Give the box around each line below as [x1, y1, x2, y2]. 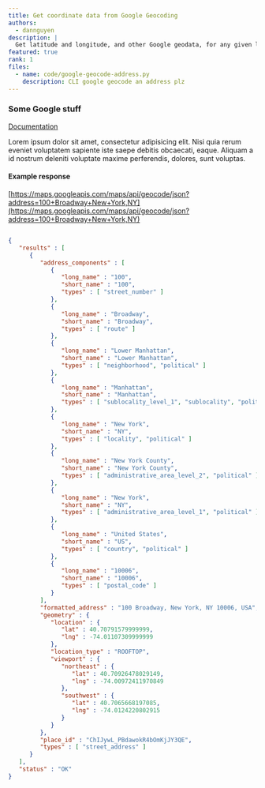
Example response [8, 171, 71, 182]
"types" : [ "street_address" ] [39, 743, 147, 751]
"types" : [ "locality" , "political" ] [61, 435, 192, 443]
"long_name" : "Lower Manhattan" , [61, 347, 175, 355]
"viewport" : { [50, 655, 101, 663]
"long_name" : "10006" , [61, 567, 140, 575]
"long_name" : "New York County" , [61, 457, 175, 465]
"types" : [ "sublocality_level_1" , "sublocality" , [61, 398, 235, 407]
